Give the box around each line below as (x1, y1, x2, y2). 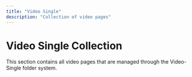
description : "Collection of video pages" (6, 14, 111, 20)
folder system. (22, 65, 57, 72)
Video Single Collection (6, 39, 123, 52)
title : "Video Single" (6, 8, 61, 15)
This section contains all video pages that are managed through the (6, 58, 169, 65)
